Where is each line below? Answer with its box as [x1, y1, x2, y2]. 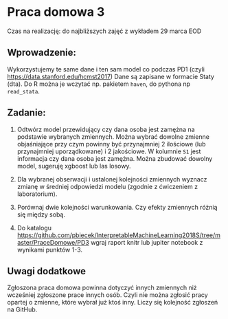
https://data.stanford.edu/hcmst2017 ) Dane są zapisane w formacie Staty [7, 72, 215, 80]
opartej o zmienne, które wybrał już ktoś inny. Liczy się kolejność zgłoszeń [7, 298, 218, 307]
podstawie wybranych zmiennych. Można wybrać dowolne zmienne [16, 132, 209, 141]
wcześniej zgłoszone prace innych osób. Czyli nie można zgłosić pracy [7, 291, 208, 299]
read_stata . [7, 87, 40, 95]
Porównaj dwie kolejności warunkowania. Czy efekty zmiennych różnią [16, 203, 218, 211]
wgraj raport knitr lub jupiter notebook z [90, 238, 203, 246]
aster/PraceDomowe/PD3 [16, 238, 89, 246]
